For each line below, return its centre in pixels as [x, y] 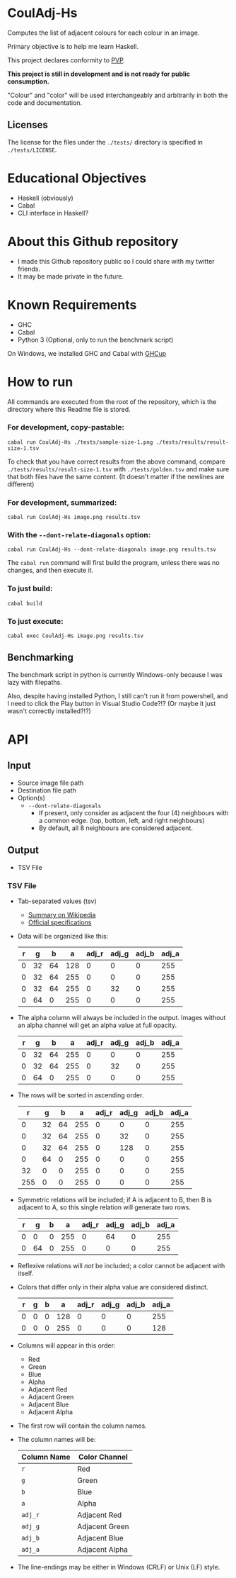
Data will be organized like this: [63, 936]
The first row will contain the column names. [82, 1426]
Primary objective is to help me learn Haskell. [73, 46]
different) [21, 484]
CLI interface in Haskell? [53, 213]
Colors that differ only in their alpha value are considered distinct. [113, 1287]
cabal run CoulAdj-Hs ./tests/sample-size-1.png [80, 442]
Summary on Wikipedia [62, 914]
